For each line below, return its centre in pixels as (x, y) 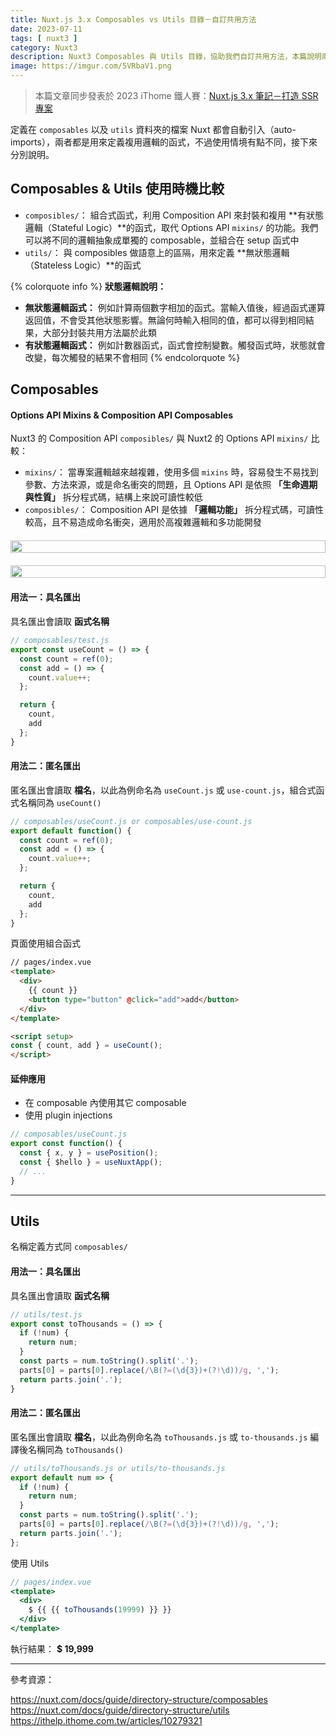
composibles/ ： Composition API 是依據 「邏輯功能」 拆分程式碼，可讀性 (174, 510)
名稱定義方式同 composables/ (69, 1247)
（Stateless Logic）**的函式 (83, 265)
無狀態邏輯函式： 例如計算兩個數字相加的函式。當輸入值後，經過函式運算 (175, 307)
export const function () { (66, 1144)
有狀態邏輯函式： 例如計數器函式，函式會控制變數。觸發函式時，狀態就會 (175, 345)
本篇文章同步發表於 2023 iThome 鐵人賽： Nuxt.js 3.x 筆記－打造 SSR (176, 95)
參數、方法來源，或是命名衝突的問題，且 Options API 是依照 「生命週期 (171, 485)
